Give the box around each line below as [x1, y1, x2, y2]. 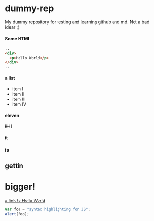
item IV [12, 101, 27, 107]
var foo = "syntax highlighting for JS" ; [5, 207, 91, 212]
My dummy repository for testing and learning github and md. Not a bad [5, 19, 150, 25]
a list [5, 75, 15, 81]
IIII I [5, 123, 12, 129]
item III [12, 96, 26, 102]
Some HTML [5, 35, 31, 41]
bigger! [5, 181, 36, 193]
